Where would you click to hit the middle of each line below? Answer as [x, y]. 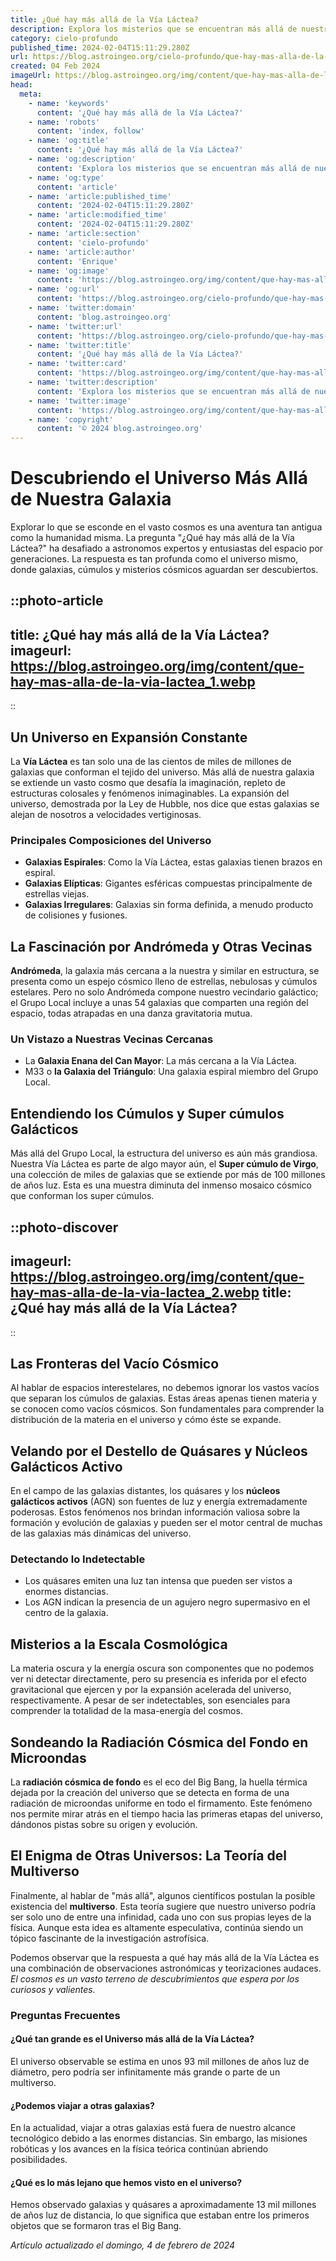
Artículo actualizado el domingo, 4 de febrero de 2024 [123, 2245]
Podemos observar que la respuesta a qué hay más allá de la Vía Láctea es [165, 1957]
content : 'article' [77, 187]
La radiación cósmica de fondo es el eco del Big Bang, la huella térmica [159, 1782]
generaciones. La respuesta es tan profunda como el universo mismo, [154, 559]
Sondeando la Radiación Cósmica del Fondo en [159, 1742]
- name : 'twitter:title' [80, 345]
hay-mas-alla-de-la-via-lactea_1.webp [133, 681]
